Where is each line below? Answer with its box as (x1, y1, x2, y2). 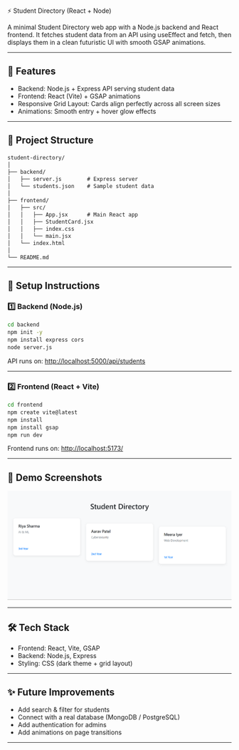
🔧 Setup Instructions (7, 280, 100, 292)
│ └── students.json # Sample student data (7, 182, 154, 189)
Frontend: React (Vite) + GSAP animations (17, 92, 141, 100)
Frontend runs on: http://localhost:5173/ (7, 444, 124, 453)
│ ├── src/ (7, 204, 46, 211)
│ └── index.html (7, 239, 65, 246)
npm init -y (7, 329, 43, 336)
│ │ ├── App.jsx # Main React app (7, 211, 139, 218)
